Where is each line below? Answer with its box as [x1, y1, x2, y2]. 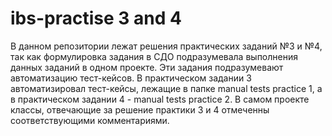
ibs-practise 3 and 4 [10, 7, 182, 30]
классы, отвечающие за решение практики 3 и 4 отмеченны [10, 103, 270, 116]
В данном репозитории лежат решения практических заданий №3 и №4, [10, 40, 323, 52]
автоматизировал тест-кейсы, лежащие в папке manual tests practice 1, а [10, 82, 323, 94]
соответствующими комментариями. [10, 114, 170, 126]
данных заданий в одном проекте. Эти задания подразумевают [10, 61, 284, 73]
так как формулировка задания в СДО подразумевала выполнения [10, 50, 298, 62]
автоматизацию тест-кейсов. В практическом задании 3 [10, 72, 252, 84]
